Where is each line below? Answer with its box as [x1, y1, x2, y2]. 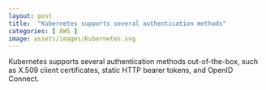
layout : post [8, 11, 53, 20]
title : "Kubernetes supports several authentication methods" [8, 19, 227, 28]
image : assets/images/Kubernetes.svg [8, 34, 136, 43]
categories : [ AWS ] [8, 27, 79, 35]
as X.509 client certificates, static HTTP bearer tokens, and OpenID [8, 66, 234, 75]
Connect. [8, 74, 39, 84]
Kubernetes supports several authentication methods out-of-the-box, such [8, 57, 259, 66]
